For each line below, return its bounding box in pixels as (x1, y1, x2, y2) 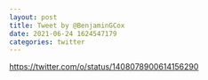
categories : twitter (9, 37, 86, 47)
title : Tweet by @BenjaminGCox (9, 21, 125, 30)
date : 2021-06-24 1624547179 (9, 29, 117, 38)
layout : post (9, 12, 58, 22)
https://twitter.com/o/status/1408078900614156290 (9, 62, 199, 72)
